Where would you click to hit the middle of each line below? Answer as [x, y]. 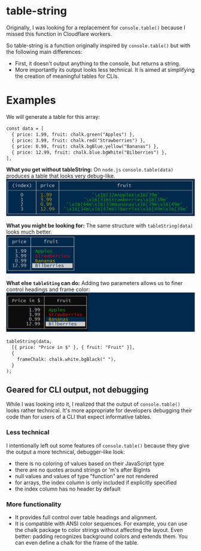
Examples [31, 100]
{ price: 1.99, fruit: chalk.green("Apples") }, [73, 134]
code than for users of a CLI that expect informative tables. [79, 417]
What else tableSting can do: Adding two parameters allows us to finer [95, 283]
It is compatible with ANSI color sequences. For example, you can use [101, 524]
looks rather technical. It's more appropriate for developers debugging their [99, 411]
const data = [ [25, 128]
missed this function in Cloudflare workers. [59, 33]
